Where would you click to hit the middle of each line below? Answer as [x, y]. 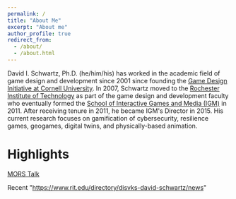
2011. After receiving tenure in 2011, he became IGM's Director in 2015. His [116, 111]
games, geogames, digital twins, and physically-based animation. [102, 126]
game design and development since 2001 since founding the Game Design [117, 80]
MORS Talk [24, 174]
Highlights [38, 154]
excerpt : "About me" [38, 27]
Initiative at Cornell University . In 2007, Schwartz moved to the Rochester [114, 88]
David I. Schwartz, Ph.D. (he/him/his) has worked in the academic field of [114, 73]
